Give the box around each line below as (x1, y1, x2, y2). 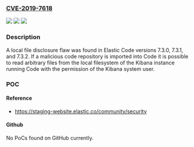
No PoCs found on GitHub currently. (6, 134, 94, 141)
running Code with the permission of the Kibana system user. (6, 65, 155, 72)
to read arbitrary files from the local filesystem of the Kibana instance (6, 59, 175, 66)
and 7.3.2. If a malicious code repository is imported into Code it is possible (6, 53, 189, 60)
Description (6, 33, 41, 41)
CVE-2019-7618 (6, 4, 53, 12)
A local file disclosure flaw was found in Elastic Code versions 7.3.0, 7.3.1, (6, 46, 184, 54)
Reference (6, 94, 32, 102)
